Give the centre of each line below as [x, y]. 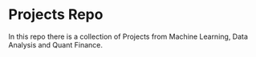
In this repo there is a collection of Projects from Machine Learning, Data [128, 36]
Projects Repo [56, 15]
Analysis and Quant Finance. [55, 44]
